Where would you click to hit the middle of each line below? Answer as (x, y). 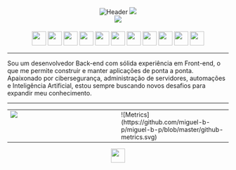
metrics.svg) (139, 137)
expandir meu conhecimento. (50, 93)
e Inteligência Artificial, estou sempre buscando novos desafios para (106, 86)
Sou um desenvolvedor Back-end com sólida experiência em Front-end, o (114, 63)
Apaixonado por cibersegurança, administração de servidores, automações (117, 78)
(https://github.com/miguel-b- (166, 122)
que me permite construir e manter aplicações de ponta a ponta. (100, 71)
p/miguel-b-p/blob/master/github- (172, 129)
